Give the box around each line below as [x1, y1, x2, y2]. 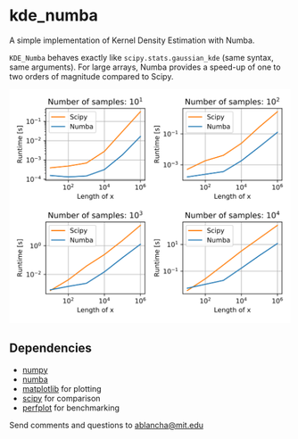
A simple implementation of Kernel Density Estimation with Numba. [9, 35, 255, 46]
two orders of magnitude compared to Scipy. [9, 70, 174, 81]
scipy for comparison [21, 393, 101, 403]
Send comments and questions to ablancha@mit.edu [9, 419, 203, 430]
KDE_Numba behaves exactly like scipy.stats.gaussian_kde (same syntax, [9, 52, 274, 62]
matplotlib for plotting [21, 383, 102, 393]
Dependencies [9, 341, 92, 356]
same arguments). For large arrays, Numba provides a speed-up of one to [9, 62, 281, 72]
